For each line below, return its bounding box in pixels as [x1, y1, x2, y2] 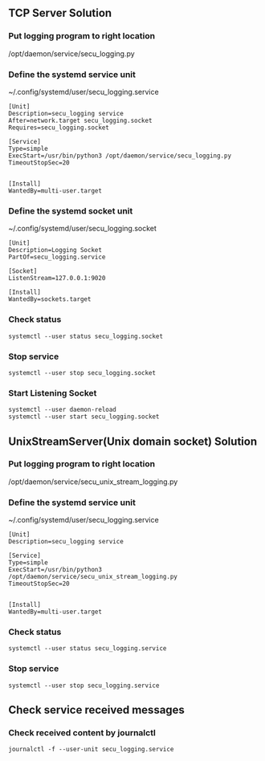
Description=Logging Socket [8, 246, 103, 254]
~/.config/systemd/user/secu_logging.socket [8, 224, 157, 234]
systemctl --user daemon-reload [8, 405, 116, 414]
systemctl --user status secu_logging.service [8, 645, 167, 653]
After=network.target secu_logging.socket [8, 116, 153, 124]
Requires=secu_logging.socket [8, 124, 110, 132]
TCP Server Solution [8, 6, 112, 20]
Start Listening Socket [8, 387, 97, 398]
